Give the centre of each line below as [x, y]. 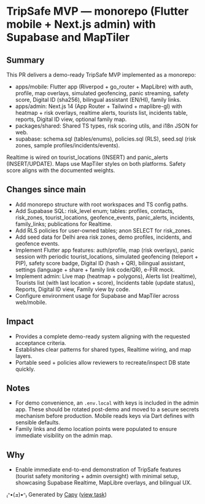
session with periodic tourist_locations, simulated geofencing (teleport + [106, 257]
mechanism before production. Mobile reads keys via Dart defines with [105, 416]
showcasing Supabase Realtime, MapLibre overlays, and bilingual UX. [103, 483]
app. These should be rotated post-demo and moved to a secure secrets [107, 409]
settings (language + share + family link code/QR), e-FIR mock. [95, 269]
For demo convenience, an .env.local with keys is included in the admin [107, 403]
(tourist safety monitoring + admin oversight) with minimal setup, [97, 476]
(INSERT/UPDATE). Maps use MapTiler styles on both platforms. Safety [96, 164]
